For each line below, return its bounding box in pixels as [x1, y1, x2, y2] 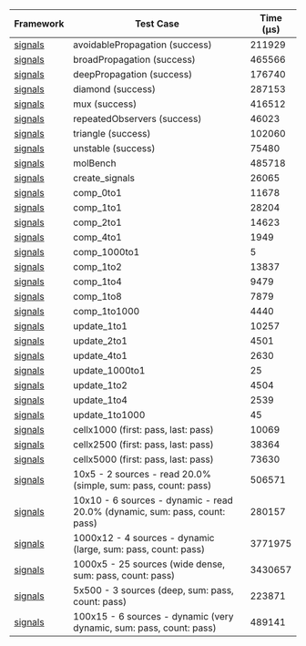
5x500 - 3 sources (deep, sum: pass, [72, 584, 234, 596]
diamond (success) [72, 83, 157, 95]
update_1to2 [72, 379, 127, 391]
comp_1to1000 [72, 305, 140, 317]
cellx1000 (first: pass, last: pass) [72, 424, 214, 436]
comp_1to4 [72, 275, 123, 288]
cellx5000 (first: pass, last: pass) [72, 453, 214, 466]
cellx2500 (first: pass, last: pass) [72, 438, 214, 450]
